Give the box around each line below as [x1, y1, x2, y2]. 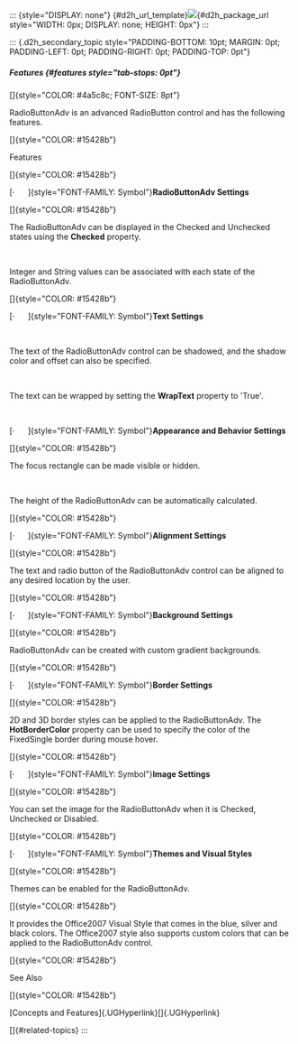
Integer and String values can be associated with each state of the [9, 266, 256, 277]
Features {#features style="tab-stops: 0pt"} [9, 67, 182, 78]
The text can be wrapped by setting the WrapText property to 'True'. [9, 390, 264, 401]
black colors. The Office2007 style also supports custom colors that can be [9, 928, 290, 938]
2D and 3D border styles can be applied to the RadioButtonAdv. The [9, 714, 262, 725]
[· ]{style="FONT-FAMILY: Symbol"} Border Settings [9, 679, 213, 690]
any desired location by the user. [9, 574, 131, 586]
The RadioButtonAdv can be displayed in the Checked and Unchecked [9, 221, 271, 232]
